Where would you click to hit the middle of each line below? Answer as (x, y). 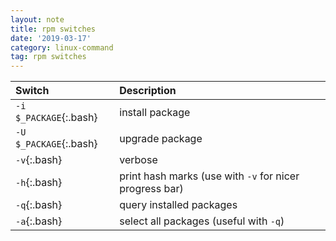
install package (155, 113)
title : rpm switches (53, 29)
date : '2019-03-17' (51, 38)
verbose (138, 160)
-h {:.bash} (39, 183)
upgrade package (161, 139)
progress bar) (151, 189)
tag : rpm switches (48, 57)
